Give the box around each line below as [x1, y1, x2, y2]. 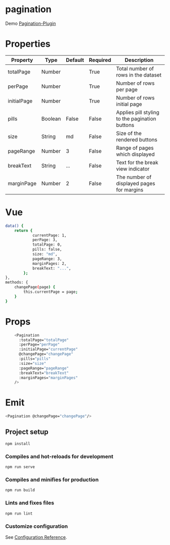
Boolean [41, 115, 61, 122]
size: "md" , [32, 252, 58, 257]
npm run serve [5, 464, 35, 470]
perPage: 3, [32, 237, 58, 243]
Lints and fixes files [5, 499, 55, 506]
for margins [116, 186, 144, 193]
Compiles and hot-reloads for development [5, 453, 114, 460]
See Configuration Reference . [5, 534, 67, 540]
